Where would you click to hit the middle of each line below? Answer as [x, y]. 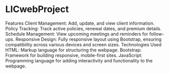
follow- [157, 34]
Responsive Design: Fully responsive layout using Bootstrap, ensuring [89, 39]
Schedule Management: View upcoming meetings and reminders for [77, 34]
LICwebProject [37, 9]
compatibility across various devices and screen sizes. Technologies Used [83, 44]
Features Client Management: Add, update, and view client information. [80, 23]
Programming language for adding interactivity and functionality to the [79, 60]
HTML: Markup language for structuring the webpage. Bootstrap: [74, 50]
